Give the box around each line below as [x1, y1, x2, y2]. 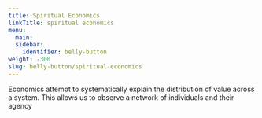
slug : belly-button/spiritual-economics [8, 63, 143, 71]
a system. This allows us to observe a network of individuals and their [8, 92, 234, 102]
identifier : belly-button [22, 48, 108, 56]
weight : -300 [8, 56, 51, 64]
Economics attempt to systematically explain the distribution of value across [8, 84, 255, 94]
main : [15, 33, 34, 42]
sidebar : [15, 41, 44, 49]
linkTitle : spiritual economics [8, 19, 114, 27]
